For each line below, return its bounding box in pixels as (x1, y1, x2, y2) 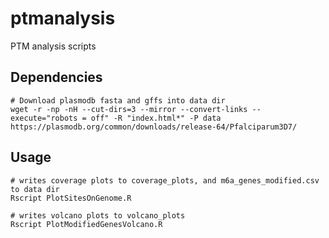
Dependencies (10, 69, 103, 86)
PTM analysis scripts (10, 40, 97, 52)
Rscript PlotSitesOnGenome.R (10, 193, 132, 203)
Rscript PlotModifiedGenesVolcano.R (10, 219, 163, 229)
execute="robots (10, 113, 78, 123)
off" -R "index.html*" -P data (90, 113, 222, 123)
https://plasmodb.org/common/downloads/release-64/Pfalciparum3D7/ (10, 122, 298, 132)
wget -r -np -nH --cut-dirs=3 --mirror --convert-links (10, 104, 248, 114)
